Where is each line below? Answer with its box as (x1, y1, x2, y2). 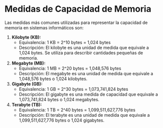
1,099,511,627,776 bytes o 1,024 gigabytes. (19, 117, 104, 123)
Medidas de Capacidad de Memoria (4, 3, 152, 15)
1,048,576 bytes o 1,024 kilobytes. (19, 76, 88, 82)
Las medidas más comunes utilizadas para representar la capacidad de (4, 20, 148, 25)
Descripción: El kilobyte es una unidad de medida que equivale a (19, 44, 149, 50)
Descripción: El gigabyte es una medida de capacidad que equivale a (19, 91, 158, 97)
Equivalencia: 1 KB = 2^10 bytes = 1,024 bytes (19, 39, 111, 45)
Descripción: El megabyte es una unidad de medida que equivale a (19, 70, 153, 76)
